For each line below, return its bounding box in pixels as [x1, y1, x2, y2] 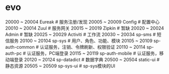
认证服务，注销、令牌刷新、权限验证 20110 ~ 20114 [39, 44, 146, 50]
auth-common [5, 44, 35, 50]
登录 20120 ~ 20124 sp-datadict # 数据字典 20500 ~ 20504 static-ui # [14, 56, 160, 62]
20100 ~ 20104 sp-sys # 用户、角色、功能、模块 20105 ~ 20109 [19, 37, 153, 44]
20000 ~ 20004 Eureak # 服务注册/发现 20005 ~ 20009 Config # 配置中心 [5, 19, 160, 25]
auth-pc [5, 50, 22, 56]
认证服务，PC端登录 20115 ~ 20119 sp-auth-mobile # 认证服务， [27, 50, 160, 56]
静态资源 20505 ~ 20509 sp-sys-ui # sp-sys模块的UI [5, 62, 116, 69]
